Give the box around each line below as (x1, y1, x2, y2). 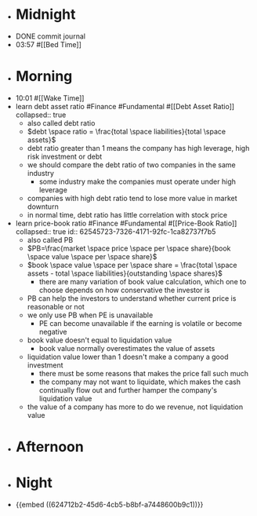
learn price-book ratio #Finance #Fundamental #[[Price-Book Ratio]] (15, 218, 237, 228)
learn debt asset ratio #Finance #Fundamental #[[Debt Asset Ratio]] (15, 101, 235, 111)
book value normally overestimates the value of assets (38, 343, 215, 353)
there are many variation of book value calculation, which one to (38, 276, 247, 286)
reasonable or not (27, 302, 85, 311)
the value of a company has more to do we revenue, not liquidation (27, 402, 244, 412)
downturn (27, 202, 59, 211)
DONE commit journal (15, 31, 86, 41)
